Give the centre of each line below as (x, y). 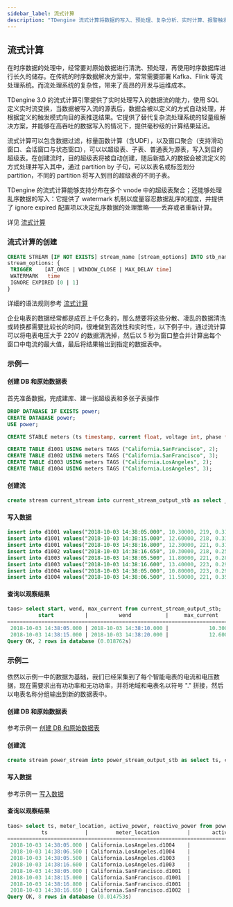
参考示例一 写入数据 (35, 794)
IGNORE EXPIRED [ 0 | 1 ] (44, 283)
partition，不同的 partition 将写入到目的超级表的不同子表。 (90, 176)
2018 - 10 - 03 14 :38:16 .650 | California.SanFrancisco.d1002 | (100, 890)
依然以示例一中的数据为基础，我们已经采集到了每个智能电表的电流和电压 (110, 677)
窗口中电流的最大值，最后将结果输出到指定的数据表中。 (86, 344)
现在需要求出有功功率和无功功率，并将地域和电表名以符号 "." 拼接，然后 (121, 686)
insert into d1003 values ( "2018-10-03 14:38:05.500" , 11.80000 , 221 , (110, 558)
